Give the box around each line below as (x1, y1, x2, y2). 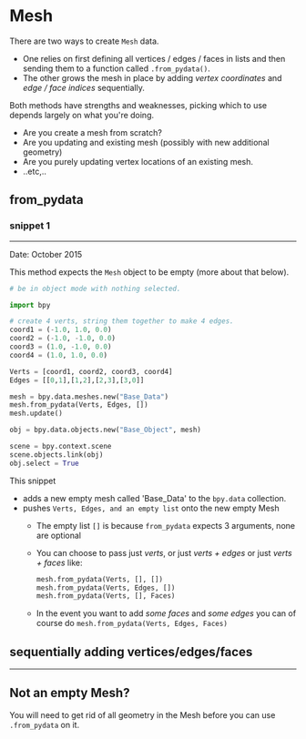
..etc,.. (22, 166, 47, 177)
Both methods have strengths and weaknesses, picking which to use (9, 99, 267, 110)
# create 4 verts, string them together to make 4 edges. (9, 317, 234, 326)
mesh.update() (9, 409, 64, 419)
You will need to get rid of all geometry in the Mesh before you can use (9, 709, 276, 720)
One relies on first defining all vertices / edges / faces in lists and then (22, 53, 286, 64)
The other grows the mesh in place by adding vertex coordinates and (22, 72, 282, 83)
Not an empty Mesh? (9, 685, 130, 701)
